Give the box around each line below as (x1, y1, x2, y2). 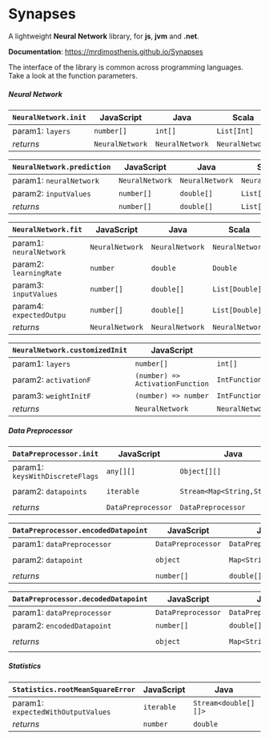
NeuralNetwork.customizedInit (12, 345, 128, 355)
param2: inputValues (12, 187, 91, 199)
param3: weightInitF (12, 390, 91, 401)
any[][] (106, 466, 136, 476)
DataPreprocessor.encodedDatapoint (12, 525, 148, 535)
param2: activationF (12, 374, 91, 385)
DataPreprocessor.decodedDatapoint (12, 594, 148, 603)
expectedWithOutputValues (12, 707, 111, 717)
